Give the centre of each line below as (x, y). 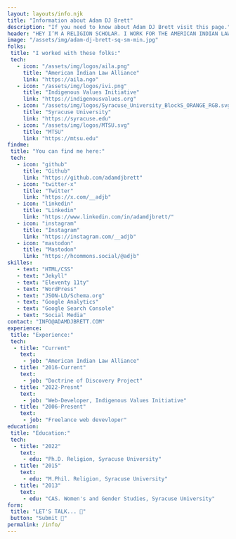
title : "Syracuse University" (67, 112)
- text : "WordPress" (47, 289)
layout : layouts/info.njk (45, 14)
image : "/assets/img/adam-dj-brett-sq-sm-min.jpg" (83, 40)
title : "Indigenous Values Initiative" (81, 92)
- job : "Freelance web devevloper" (75, 420)
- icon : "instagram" (47, 223)
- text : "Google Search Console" (65, 309)
